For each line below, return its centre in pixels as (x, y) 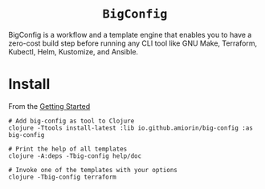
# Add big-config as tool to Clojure (71, 121)
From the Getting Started (49, 106)
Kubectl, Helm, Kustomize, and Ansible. (73, 51)
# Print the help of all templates (68, 149)
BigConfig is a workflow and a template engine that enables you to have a (130, 34)
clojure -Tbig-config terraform (62, 177)
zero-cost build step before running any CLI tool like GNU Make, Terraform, (133, 43)
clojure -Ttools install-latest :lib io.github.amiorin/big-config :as (130, 128)
